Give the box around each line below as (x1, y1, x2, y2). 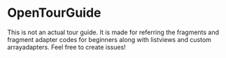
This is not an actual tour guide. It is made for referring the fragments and (7, 28, 219, 36)
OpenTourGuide (7, 5, 101, 21)
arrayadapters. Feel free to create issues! (7, 43, 126, 51)
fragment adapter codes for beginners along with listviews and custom (7, 35, 212, 43)
